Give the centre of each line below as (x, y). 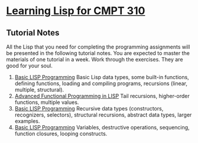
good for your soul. (30, 66)
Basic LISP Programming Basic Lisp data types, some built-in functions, (102, 77)
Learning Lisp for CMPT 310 (76, 11)
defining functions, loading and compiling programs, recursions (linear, (101, 83)
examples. (27, 121)
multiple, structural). (39, 90)
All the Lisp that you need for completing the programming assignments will (98, 47)
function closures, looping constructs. (61, 134)
